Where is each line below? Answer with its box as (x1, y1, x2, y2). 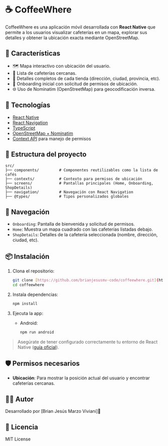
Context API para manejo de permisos (12, 135, 91, 141)
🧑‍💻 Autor (5, 395, 34, 403)
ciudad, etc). (12, 237, 39, 243)
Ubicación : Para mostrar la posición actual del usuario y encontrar (12, 375, 150, 381)
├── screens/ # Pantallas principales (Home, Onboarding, (5, 181, 154, 186)
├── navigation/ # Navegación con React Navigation (5, 190, 134, 195)
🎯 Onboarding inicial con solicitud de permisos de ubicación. (12, 81, 138, 87)
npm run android (20, 330, 54, 335)
